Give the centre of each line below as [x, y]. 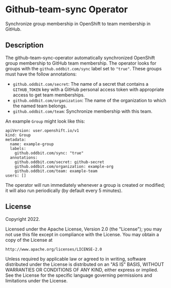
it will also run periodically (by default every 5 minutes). [64, 190]
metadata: [16, 140]
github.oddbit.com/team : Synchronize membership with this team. [82, 111]
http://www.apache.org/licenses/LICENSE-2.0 [54, 249]
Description [24, 45]
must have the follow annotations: [41, 74]
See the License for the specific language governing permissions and [79, 275]
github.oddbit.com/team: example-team [56, 171]
